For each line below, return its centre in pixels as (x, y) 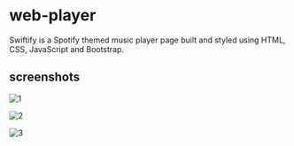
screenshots (45, 77)
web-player (53, 15)
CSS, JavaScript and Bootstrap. (67, 49)
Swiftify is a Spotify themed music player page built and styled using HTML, (147, 40)
